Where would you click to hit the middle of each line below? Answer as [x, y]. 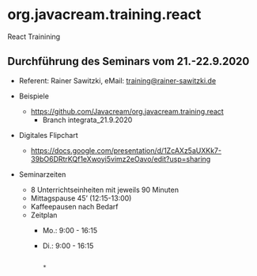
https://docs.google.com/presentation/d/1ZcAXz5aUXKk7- [126, 150]
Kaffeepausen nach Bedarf [74, 206]
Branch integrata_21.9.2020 [87, 120]
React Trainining [34, 36]
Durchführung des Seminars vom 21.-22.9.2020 [128, 61]
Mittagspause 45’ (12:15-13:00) [81, 198]
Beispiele [34, 96]
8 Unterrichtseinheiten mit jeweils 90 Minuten [105, 190]
